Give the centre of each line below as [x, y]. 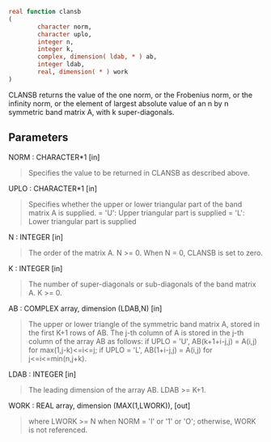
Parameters [38, 138]
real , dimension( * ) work [83, 72]
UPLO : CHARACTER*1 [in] [53, 188]
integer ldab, [61, 65]
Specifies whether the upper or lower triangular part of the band [135, 204]
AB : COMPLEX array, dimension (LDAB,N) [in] [85, 308]
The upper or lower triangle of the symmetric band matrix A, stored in [144, 324]
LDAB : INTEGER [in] [42, 374]
